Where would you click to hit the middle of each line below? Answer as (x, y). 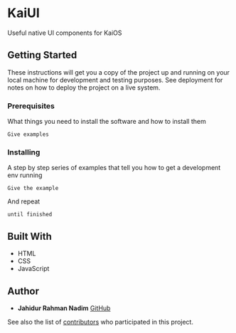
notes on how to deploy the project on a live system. (84, 88)
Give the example (33, 189)
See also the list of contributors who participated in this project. (101, 322)
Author (23, 291)
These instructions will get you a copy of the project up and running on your (118, 72)
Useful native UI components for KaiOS (65, 33)
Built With (29, 236)
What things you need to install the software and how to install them (107, 122)
